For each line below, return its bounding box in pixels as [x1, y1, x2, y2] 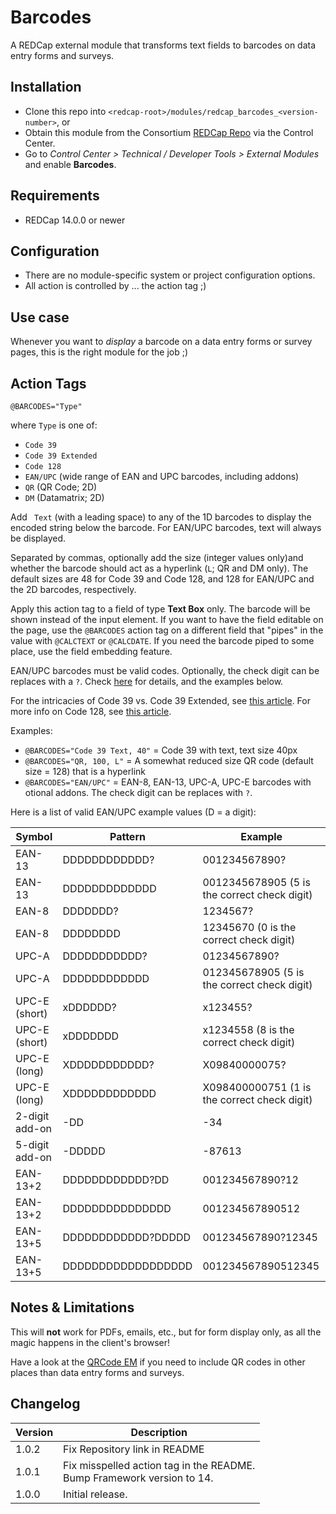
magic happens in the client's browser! [10, 1336, 171, 1348]
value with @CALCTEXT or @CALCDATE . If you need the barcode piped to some [10, 635, 315, 646]
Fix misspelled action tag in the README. [63, 1458, 256, 1472]
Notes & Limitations [10, 1299, 135, 1316]
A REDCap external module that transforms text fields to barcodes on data [10, 39, 317, 51]
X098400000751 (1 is [202, 1081, 312, 1094]
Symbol [15, 830, 53, 843]
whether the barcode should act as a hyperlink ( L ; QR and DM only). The [10, 562, 309, 574]
